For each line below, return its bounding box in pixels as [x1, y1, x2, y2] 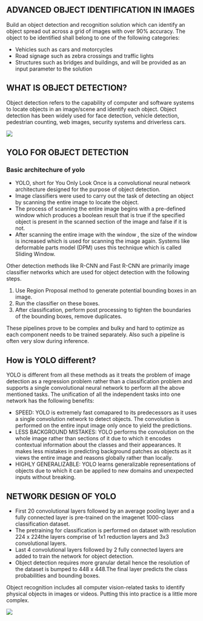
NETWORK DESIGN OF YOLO [6, 491, 116, 501]
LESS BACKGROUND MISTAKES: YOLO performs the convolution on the [15, 428, 195, 435]
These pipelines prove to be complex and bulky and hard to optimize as [6, 325, 185, 332]
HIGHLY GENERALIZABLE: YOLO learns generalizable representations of [15, 460, 196, 468]
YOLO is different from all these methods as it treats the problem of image [6, 371, 191, 379]
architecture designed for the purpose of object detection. [15, 186, 161, 193]
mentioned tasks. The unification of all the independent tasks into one [6, 390, 181, 398]
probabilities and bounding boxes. [15, 572, 101, 579]
